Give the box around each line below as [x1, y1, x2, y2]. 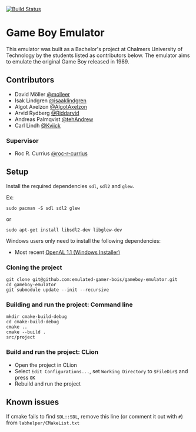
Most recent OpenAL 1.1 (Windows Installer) [14, 249, 121, 256]
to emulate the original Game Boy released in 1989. [6, 58, 129, 65]
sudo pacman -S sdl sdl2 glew [6, 205, 81, 211]
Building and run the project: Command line [6, 300, 134, 309]
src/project [6, 334, 35, 340]
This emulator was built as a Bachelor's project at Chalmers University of [6, 45, 183, 52]
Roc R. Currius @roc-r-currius [14, 150, 88, 157]
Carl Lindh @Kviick [14, 122, 61, 129]
